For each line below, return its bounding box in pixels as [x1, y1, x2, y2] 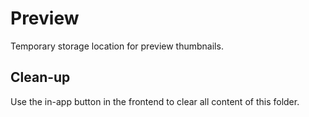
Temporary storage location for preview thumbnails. [10, 40, 224, 52]
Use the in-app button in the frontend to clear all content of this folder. [10, 95, 300, 107]
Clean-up [10, 69, 71, 86]
